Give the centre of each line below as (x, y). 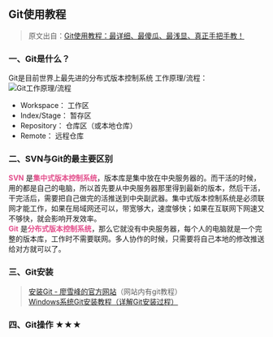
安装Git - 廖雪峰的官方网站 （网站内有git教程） (105, 292)
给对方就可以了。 (37, 249)
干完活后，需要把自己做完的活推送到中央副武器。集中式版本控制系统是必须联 (136, 198)
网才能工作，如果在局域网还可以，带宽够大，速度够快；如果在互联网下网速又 (136, 209)
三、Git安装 (31, 272)
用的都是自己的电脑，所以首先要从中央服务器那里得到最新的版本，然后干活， (136, 188)
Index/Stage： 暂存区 (56, 115)
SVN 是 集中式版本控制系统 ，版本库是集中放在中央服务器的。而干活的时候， (135, 178)
